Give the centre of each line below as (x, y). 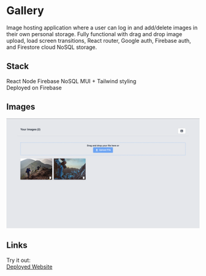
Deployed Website (29, 266)
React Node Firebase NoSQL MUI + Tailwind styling (71, 81)
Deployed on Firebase (34, 88)
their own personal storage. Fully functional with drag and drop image (94, 34)
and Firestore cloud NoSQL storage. (52, 47)
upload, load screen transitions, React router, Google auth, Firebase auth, (99, 40)
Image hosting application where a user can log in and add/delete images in (102, 28)
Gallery (25, 11)
